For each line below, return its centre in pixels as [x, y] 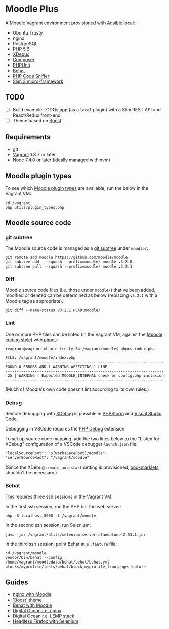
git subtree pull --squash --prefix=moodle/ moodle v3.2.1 [69, 267]
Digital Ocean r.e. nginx [37, 611]
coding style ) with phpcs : [32, 339]
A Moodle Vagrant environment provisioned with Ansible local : [70, 23]
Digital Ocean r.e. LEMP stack [44, 616]
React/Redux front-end [36, 115]
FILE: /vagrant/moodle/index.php [40, 358]
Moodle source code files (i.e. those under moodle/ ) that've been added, [80, 290]
